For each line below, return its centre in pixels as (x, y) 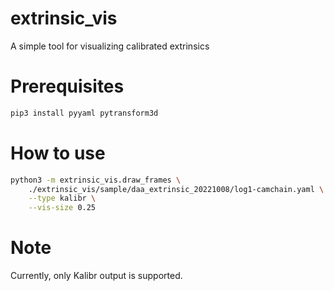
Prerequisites (67, 86)
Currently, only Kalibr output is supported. (96, 276)
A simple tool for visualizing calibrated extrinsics (110, 46)
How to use (58, 153)
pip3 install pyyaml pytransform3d (84, 113)
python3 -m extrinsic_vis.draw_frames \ (96, 180)
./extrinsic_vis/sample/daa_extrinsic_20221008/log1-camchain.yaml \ (176, 189)
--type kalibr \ (62, 198)
